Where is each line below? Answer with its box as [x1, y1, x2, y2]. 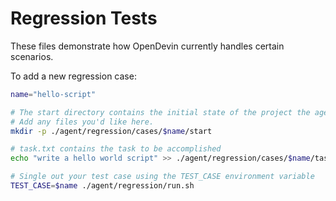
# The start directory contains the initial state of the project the [10, 107, 311, 117]
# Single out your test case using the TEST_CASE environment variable [10, 172, 315, 182]
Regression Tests [10, 7, 158, 30]
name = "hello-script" [10, 89, 97, 99]
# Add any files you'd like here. [10, 117, 155, 127]
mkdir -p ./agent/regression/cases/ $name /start [10, 126, 213, 136]
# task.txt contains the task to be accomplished [10, 144, 222, 154]
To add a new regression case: [10, 70, 137, 82]
